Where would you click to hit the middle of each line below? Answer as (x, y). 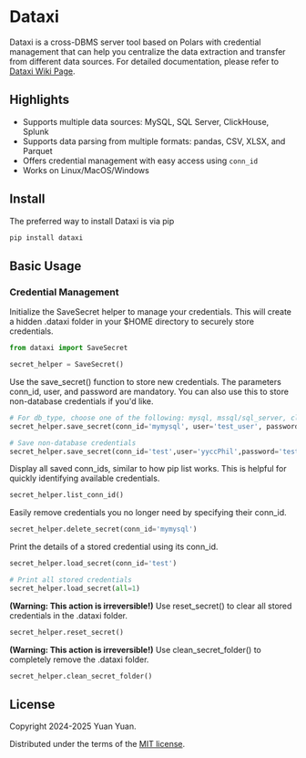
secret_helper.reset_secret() (67, 632)
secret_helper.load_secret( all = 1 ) (75, 588)
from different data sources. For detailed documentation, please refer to (144, 61)
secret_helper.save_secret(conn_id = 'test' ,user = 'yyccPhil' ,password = (144, 452)
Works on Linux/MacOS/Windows (86, 170)
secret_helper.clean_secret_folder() (81, 676)
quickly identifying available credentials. (85, 478)
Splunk (36, 131)
